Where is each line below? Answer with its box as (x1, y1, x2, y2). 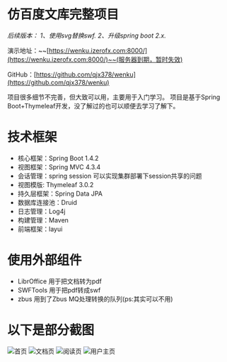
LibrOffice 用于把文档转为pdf (17, 277, 103, 285)
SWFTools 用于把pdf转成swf (17, 285, 101, 294)
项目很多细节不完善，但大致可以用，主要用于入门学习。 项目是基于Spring (7, 93, 221, 101)
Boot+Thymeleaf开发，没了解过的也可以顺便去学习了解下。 (7, 101, 180, 110)
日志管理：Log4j (17, 207, 66, 215)
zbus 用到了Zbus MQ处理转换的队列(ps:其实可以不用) (17, 295, 173, 303)
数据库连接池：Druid (17, 198, 78, 206)
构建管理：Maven (17, 215, 69, 224)
